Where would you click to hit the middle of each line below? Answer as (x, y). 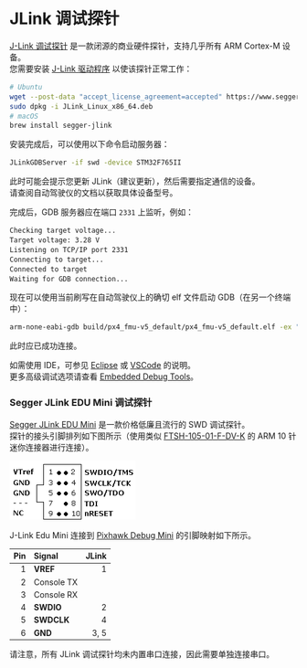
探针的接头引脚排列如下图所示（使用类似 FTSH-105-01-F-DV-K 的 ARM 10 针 (153, 436)
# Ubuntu (26, 87)
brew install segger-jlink (61, 126)
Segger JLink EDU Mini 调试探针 (81, 403)
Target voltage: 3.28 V (55, 240)
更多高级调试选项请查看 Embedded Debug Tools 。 (104, 376)
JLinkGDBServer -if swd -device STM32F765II (95, 163)
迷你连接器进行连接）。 (52, 447)
